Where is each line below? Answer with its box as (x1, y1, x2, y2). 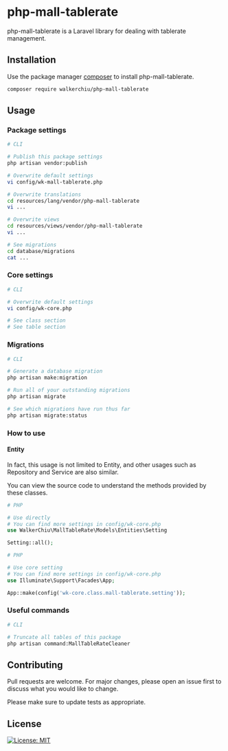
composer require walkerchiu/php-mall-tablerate (7, 85, 149, 93)
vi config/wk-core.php (7, 305, 72, 312)
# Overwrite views (7, 216, 60, 224)
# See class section (7, 317, 67, 324)
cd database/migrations (7, 248, 76, 254)
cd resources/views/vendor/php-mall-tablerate (7, 223, 143, 230)
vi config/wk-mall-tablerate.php (7, 178, 103, 186)
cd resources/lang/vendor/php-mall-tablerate (7, 197, 139, 204)
